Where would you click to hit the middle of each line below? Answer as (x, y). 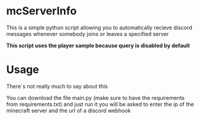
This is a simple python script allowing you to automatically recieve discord (99, 28)
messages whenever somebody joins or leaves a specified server (88, 33)
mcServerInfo (42, 11)
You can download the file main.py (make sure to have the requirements (95, 97)
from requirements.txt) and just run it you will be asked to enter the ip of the (100, 104)
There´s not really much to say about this (57, 86)
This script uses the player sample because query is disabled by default (98, 45)
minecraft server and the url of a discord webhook (69, 110)
